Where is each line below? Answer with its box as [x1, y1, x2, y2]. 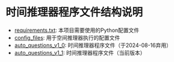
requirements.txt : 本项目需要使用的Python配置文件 [14, 26, 140, 34]
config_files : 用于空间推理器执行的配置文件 [14, 34, 120, 41]
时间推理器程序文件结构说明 [5, 5, 143, 19]
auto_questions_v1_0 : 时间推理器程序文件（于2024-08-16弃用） [14, 42, 172, 49]
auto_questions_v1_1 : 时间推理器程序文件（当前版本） [14, 49, 146, 56]
